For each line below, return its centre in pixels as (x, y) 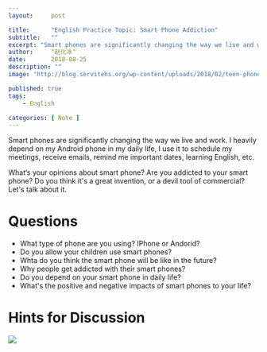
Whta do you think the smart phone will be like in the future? (118, 261)
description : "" (35, 67)
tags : (17, 96)
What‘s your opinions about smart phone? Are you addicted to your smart (128, 172)
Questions (43, 221)
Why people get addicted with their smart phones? (103, 269)
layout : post (37, 15)
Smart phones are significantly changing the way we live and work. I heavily (132, 141)
